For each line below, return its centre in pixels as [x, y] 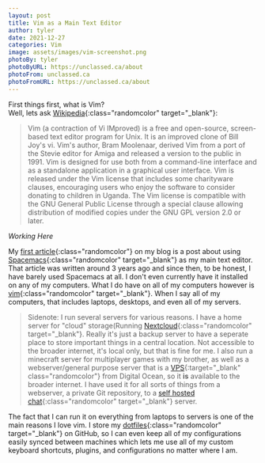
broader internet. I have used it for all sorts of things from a [124, 384]
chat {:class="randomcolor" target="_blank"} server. [112, 401]
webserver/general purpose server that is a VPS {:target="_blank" [134, 367]
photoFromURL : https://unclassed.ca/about [79, 82]
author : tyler [32, 30]
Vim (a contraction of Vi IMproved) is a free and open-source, [128, 128]
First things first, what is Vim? [57, 104]
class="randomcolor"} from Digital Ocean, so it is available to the [134, 376]
